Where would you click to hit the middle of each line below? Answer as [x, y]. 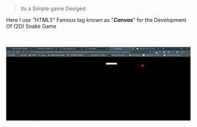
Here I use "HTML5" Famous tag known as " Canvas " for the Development [96, 20]
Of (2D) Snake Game [31, 26]
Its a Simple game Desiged [53, 9]
